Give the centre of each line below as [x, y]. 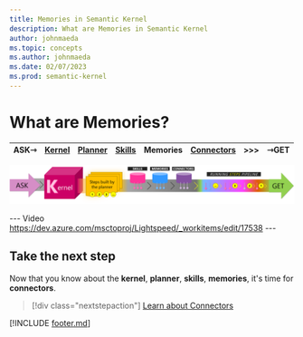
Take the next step [62, 257]
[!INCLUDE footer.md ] [50, 323]
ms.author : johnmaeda [50, 58]
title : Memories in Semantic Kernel [78, 19]
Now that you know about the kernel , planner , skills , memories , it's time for [151, 278]
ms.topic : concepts [46, 48]
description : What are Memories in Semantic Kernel [109, 29]
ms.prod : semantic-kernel [58, 77]
